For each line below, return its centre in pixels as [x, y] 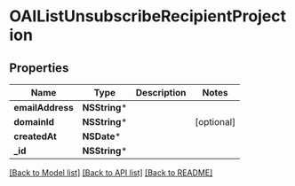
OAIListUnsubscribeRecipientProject [148, 16]
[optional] [215, 122]
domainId [34, 122]
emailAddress [44, 108]
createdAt [36, 136]
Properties [39, 68]
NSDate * [102, 136]
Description [161, 93]
